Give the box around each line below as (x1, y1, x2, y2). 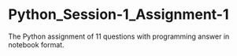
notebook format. (8, 39, 65, 49)
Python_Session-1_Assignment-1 (8, 6, 230, 24)
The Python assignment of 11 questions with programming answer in (8, 32, 230, 41)
